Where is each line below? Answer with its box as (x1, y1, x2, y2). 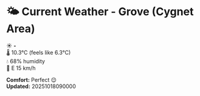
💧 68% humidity (6, 57, 46, 64)
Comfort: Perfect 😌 (6, 76, 57, 83)
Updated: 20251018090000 (6, 83, 76, 90)
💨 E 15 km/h (6, 64, 36, 72)
